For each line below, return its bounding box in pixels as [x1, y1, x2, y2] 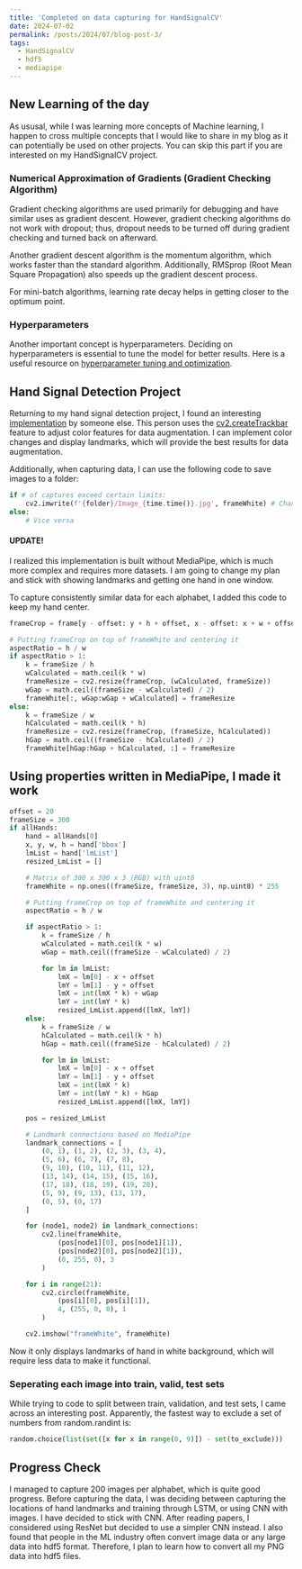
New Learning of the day [9, 96, 150, 113]
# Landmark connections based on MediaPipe [25, 1129, 191, 1139]
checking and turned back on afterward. [9, 231, 159, 243]
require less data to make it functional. [9, 1355, 151, 1365]
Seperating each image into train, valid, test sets [9, 1377, 225, 1390]
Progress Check [9, 1460, 102, 1475]
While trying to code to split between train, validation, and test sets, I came [9, 1398, 286, 1410]
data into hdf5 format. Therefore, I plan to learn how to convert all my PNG [9, 1541, 285, 1552]
